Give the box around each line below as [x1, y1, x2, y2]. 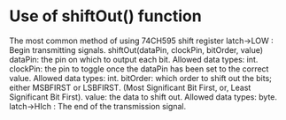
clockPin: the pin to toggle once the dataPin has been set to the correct [9, 64, 269, 74]
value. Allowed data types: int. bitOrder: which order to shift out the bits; [9, 72, 273, 83]
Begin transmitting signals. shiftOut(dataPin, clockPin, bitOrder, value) [9, 44, 264, 55]
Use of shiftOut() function [9, 6, 202, 26]
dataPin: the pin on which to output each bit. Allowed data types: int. [9, 54, 259, 64]
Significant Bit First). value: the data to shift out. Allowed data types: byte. [9, 91, 277, 102]
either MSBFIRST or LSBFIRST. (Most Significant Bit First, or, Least [9, 82, 251, 93]
